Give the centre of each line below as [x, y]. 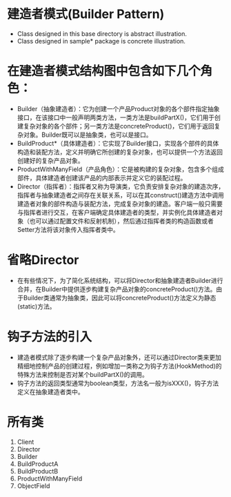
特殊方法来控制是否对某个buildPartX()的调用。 [82, 374]
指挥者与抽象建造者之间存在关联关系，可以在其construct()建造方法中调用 [120, 195]
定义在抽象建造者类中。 [50, 391]
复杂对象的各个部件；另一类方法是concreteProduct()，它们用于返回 [119, 126]
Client [26, 442]
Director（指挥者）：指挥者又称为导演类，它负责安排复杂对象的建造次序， [121, 186]
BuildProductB [38, 471]
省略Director [43, 260]
